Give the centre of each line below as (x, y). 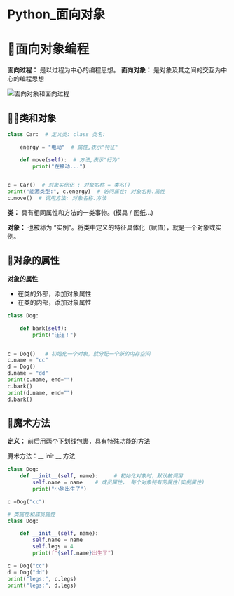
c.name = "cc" (28, 360)
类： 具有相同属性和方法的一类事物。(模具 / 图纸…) (81, 213)
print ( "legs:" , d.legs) (42, 585)
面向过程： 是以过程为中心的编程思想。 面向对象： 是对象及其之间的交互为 (114, 70)
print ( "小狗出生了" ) (60, 489)
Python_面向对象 (56, 14)
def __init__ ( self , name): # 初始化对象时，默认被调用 (102, 476)
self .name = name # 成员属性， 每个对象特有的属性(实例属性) (119, 483)
